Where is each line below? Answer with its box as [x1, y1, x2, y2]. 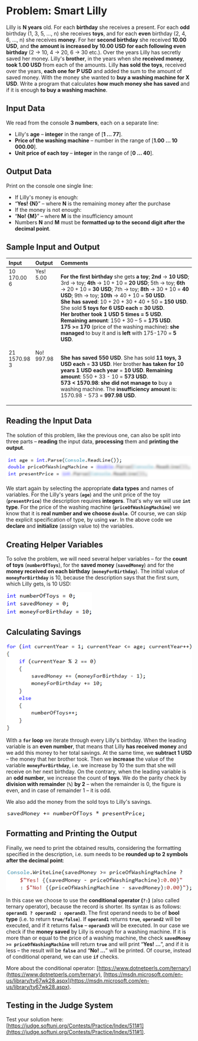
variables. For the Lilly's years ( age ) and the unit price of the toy [6, 491, 161, 498]
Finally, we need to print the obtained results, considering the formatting [6, 844, 181, 851]
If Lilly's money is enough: [14, 194, 78, 201]
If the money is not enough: [14, 206, 82, 213]
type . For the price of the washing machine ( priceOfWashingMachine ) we [6, 503, 181, 511]
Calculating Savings [6, 627, 81, 637]
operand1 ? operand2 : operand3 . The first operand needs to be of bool [6, 909, 180, 916]
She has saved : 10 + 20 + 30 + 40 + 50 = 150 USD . [60, 298, 188, 305]
